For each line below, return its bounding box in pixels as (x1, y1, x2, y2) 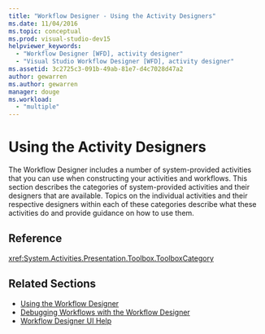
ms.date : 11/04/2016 (8, 20, 79, 28)
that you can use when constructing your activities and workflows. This (8, 174, 248, 183)
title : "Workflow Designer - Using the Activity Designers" (8, 11, 217, 20)
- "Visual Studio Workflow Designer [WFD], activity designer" (15, 58, 234, 66)
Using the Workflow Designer (20, 298, 119, 308)
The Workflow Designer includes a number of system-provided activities (8, 165, 252, 175)
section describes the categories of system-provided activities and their (8, 182, 250, 192)
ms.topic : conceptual (8, 27, 82, 35)
